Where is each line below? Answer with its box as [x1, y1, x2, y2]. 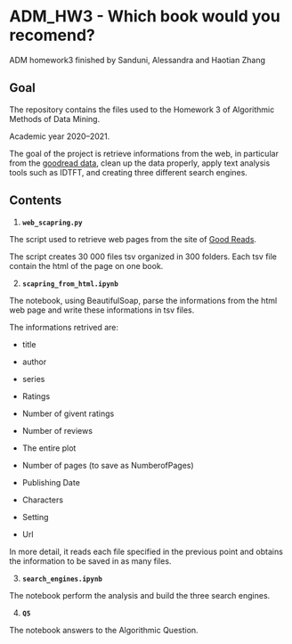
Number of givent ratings [21, 408, 115, 419]
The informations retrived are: [9, 322, 118, 332]
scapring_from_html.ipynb [21, 279, 118, 289]
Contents [9, 193, 62, 208]
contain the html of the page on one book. [9, 260, 164, 271]
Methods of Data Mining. [9, 113, 101, 124]
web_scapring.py [21, 218, 83, 227]
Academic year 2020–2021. [9, 131, 110, 142]
